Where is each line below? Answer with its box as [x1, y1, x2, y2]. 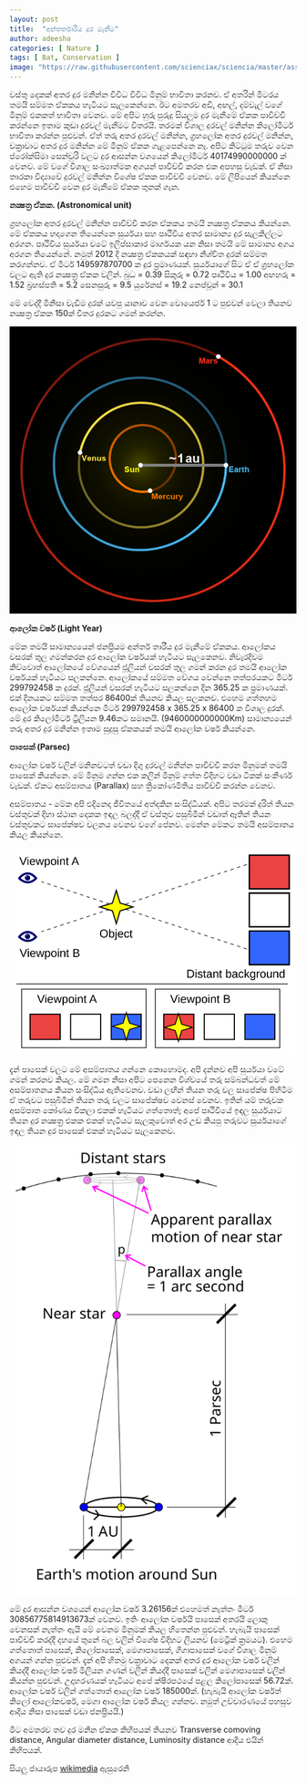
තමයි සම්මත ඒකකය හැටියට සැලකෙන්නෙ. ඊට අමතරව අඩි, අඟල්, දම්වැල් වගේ [9, 99, 282, 109]
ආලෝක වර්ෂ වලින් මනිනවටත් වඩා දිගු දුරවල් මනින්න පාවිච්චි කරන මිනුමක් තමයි [9, 759, 288, 770]
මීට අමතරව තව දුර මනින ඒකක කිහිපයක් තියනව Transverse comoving [9, 1724, 261, 1736]
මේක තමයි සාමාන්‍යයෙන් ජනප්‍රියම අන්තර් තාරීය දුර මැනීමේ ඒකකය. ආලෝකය [9, 641, 276, 652]
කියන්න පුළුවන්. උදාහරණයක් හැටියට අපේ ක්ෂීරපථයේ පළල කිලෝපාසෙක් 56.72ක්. [9, 1676, 294, 1686]
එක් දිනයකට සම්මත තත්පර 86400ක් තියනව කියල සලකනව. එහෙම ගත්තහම [9, 693, 278, 703]
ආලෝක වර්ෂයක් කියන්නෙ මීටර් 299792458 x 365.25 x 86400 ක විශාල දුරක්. [9, 703, 285, 713]
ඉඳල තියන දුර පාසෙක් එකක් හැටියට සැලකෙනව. [9, 1125, 176, 1136]
